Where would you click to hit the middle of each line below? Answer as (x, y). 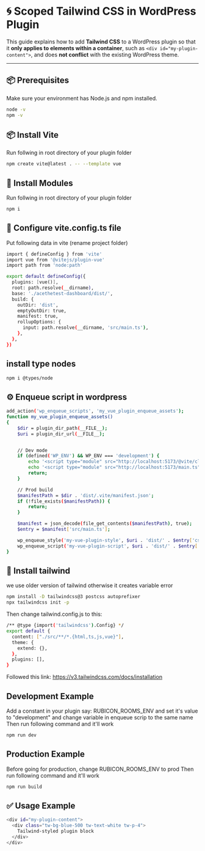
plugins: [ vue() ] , (35, 282)
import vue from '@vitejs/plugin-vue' (56, 260)
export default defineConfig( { (46, 277)
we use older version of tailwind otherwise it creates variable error (90, 585)
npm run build (24, 787)
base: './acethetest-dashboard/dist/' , (63, 293)
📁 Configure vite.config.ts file (64, 228)
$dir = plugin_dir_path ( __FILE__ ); (63, 428)
